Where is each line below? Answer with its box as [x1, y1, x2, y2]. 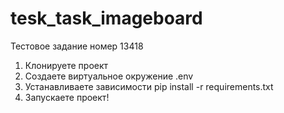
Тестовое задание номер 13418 [10, 40, 144, 52]
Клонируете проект [24, 59, 109, 71]
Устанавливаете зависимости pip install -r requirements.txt [24, 80, 274, 92]
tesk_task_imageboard [10, 7, 203, 30]
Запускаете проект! [24, 91, 110, 103]
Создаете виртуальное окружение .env [24, 70, 194, 82]
